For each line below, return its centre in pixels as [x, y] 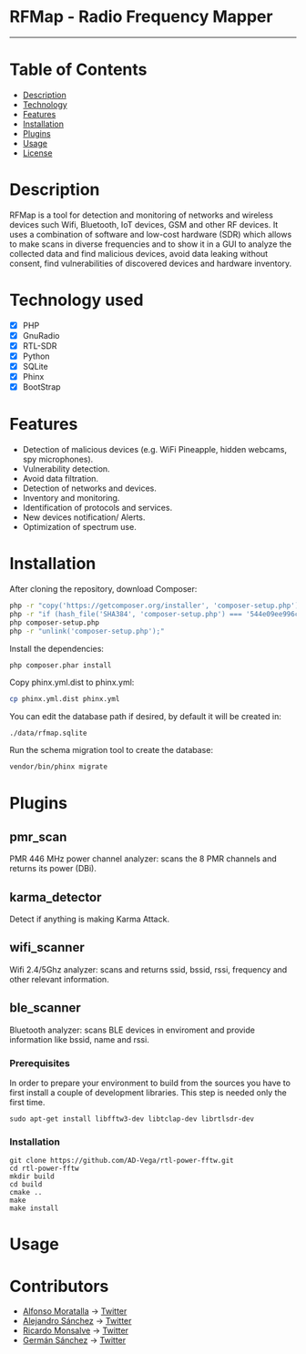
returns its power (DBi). [53, 869]
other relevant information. [59, 979]
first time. [27, 1102]
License [37, 153]
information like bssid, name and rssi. [80, 1039]
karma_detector [56, 897]
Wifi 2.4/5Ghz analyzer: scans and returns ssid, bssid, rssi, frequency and [148, 969]
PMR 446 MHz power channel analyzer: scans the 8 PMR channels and [143, 859]
